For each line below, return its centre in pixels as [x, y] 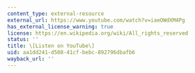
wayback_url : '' [31, 59]
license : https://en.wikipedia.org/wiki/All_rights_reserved [98, 33]
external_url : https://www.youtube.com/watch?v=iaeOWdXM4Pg [96, 20]
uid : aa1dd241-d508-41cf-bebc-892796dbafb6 [71, 53]
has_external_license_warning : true [60, 26]
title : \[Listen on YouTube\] [51, 46]
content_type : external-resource [56, 14]
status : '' [23, 40]
